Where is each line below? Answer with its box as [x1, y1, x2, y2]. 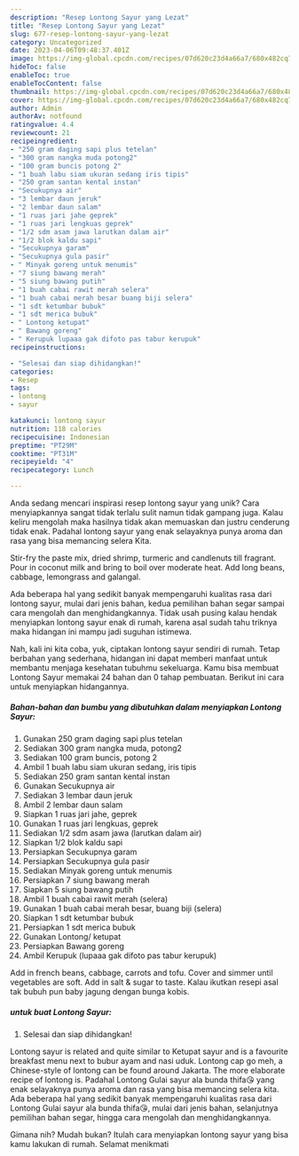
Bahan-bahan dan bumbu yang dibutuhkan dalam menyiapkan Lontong [10, 702, 282, 712]
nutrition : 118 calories [10, 424, 102, 433]
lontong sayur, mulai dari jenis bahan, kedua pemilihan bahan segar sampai [10, 598, 285, 609]
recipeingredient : [10, 137, 78, 145]
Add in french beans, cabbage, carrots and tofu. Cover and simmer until [10, 967, 273, 978]
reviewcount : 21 [10, 129, 70, 138]
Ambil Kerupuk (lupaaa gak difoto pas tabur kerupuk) [22, 950, 217, 961]
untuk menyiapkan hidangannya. [10, 681, 130, 692]
